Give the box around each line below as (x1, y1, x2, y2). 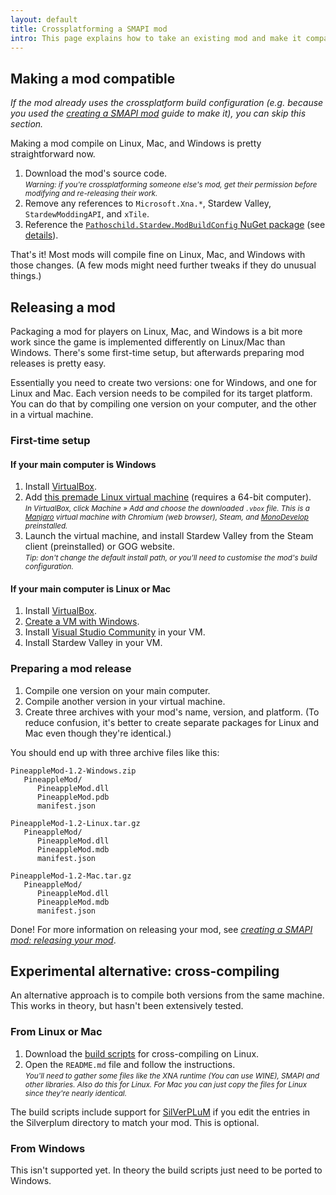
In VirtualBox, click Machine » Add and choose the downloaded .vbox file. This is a (24, 504, 310, 514)
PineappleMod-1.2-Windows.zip (10, 766, 137, 776)
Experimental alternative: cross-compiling (10, 963, 280, 980)
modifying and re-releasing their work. (24, 189, 158, 199)
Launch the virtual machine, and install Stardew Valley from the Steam (24, 530, 314, 542)
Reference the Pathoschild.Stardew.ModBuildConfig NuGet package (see (24, 219, 326, 231)
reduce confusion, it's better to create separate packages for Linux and (24, 716, 320, 728)
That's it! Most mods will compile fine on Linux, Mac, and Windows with (10, 249, 306, 261)
